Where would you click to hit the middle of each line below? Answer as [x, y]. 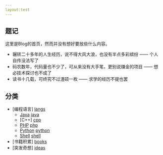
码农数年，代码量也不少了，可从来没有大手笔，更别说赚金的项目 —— [82, 67]
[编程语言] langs [29, 109]
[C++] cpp [30, 120]
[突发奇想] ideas [29, 148]
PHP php [29, 125]
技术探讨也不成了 [34, 73]
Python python [35, 130]
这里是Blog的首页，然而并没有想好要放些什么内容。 [57, 44]
